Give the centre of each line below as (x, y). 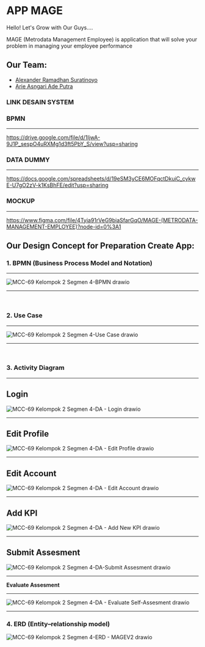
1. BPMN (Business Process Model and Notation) (79, 263)
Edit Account (31, 473)
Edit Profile (28, 434)
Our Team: (27, 65)
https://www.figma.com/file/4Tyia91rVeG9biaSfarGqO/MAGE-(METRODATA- (102, 220)
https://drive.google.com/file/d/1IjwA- (53, 137)
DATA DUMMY (28, 159)
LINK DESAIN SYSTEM (40, 102)
